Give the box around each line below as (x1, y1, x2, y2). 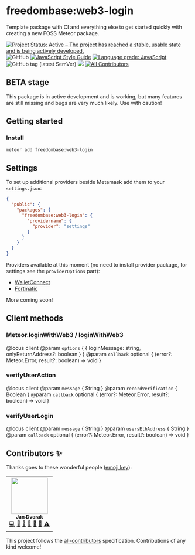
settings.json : (6, 185, 42, 192)
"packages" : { (16, 207, 51, 213)
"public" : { (11, 202, 41, 207)
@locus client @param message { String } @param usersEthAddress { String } (6, 425, 189, 432)
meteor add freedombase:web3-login (6, 147, 93, 153)
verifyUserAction (6, 371, 56, 379)
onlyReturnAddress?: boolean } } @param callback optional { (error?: (6, 350, 173, 357)
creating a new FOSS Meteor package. (6, 29, 100, 36)
